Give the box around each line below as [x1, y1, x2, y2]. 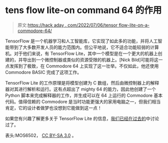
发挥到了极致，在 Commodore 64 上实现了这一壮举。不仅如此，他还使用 [9, 63, 159, 69]
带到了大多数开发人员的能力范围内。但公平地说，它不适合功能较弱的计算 [9, 44, 159, 50]
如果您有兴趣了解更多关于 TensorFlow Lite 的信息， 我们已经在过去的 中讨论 [5, 115, 159, 121]
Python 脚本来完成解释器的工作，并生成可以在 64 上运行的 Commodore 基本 [5, 92, 163, 98]
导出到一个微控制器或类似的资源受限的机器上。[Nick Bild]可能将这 [22, 56, 159, 62]
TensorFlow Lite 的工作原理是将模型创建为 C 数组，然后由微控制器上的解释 [5, 79, 159, 85]
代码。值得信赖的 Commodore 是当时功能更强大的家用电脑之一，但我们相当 [5, 98, 161, 104]
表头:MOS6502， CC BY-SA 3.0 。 [5, 132, 77, 138]
